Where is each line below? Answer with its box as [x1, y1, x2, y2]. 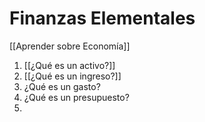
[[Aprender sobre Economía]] [9, 40, 131, 52]
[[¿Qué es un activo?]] [23, 59, 116, 71]
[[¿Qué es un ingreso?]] [23, 70, 122, 82]
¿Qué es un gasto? [23, 80, 101, 92]
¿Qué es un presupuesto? [23, 91, 130, 103]
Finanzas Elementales [9, 7, 196, 30]
